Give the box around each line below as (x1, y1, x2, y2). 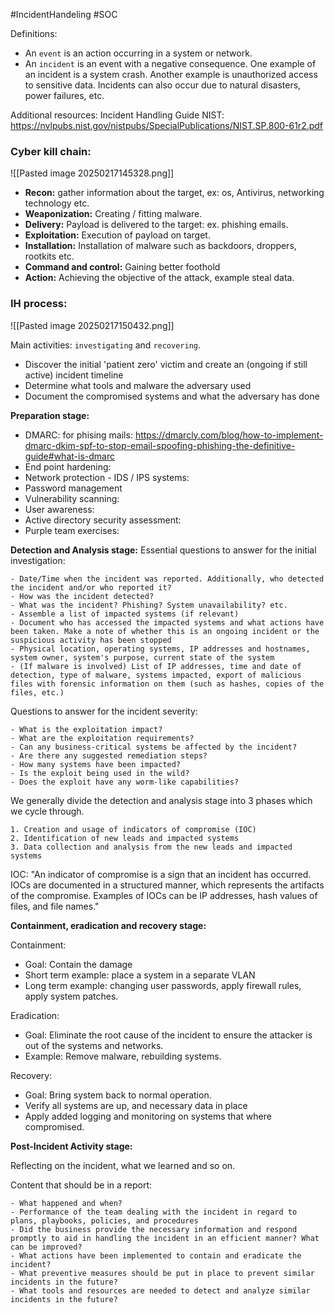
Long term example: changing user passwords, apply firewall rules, (24, 979, 302, 991)
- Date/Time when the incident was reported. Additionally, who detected (10, 574, 325, 584)
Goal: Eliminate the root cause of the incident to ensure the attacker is (24, 1029, 313, 1041)
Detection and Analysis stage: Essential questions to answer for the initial (10, 544, 317, 556)
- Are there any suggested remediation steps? (10, 750, 208, 761)
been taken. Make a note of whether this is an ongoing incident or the (10, 626, 320, 636)
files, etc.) (10, 687, 65, 698)
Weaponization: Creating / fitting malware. (24, 208, 203, 220)
